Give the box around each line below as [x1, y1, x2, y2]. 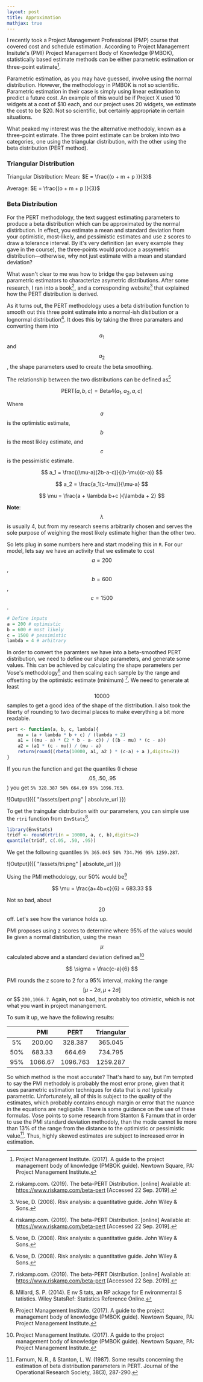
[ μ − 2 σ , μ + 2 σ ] [83, 986, 121, 993]
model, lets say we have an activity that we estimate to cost [7, 547, 155, 554]
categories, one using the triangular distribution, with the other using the [7, 138, 187, 145]
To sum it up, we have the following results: [7, 1013, 114, 1021]
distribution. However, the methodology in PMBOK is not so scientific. [7, 81, 180, 89]
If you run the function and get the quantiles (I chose [7, 765, 137, 772]
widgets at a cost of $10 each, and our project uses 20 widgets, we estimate [7, 101, 196, 108]
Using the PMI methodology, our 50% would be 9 [7, 872, 127, 880]
